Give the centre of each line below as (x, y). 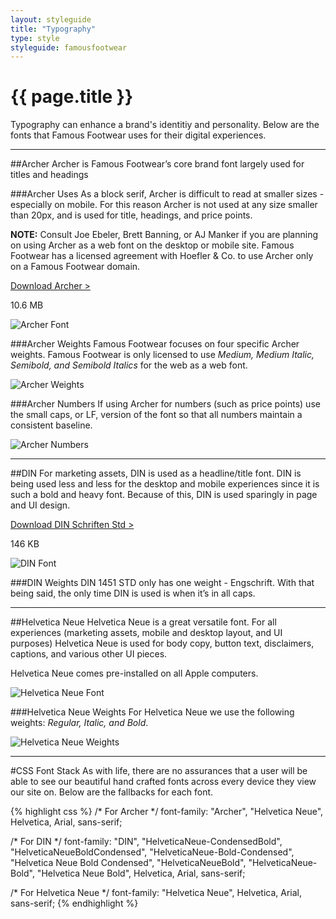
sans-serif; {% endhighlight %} (74, 903)
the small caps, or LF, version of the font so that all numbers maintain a (156, 415)
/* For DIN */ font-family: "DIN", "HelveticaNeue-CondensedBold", (146, 842)
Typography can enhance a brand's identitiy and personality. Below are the (165, 125)
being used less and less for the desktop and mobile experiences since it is (165, 484)
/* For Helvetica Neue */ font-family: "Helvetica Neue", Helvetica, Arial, (156, 893)
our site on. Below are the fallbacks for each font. (112, 792)
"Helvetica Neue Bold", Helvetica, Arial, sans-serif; (141, 873)
